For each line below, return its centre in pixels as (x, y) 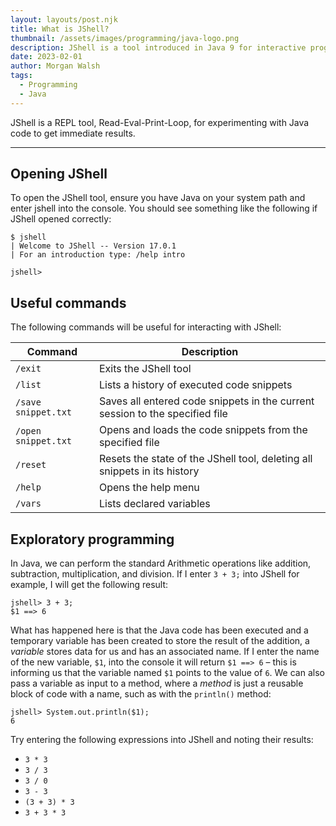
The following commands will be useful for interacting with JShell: (146, 327)
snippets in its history (149, 471)
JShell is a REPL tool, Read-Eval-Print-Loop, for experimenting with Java (160, 122)
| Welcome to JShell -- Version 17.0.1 (93, 246)
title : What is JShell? (60, 29)
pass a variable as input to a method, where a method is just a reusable (157, 683)
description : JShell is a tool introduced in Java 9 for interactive (158, 47)
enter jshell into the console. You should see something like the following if (164, 208)
